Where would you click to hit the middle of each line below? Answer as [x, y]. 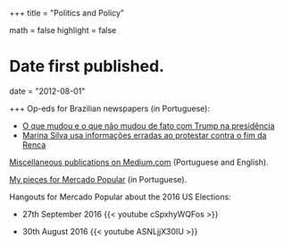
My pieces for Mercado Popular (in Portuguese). [98, 179]
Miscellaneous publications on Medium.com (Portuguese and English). [139, 162]
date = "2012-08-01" [47, 91]
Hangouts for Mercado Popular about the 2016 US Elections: [120, 197]
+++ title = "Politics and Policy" [67, 13]
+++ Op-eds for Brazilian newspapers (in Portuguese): [109, 108]
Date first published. [87, 67]
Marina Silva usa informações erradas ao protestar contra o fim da [144, 135]
